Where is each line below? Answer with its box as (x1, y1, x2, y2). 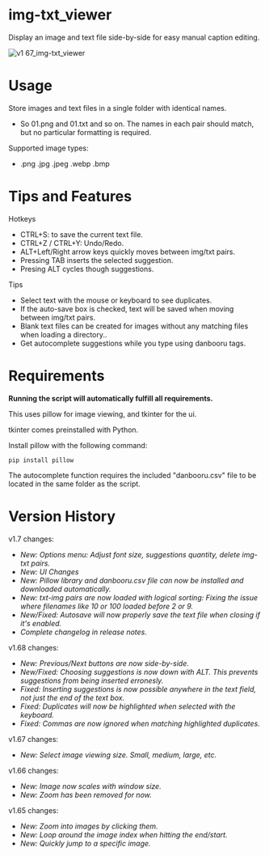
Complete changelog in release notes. (19, 627, 148, 637)
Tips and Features (8, 188, 132, 206)
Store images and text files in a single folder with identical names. (8, 103, 227, 112)
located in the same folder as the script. (8, 479, 141, 489)
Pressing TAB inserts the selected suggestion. (19, 255, 174, 265)
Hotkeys (8, 214, 36, 223)
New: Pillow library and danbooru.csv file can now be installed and (19, 575, 244, 585)
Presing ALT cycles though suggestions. (19, 264, 154, 273)
